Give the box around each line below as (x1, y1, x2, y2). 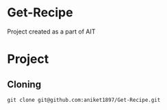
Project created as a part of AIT (7, 27, 96, 36)
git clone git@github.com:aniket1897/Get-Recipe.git (7, 96, 161, 103)
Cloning (7, 79, 42, 90)
